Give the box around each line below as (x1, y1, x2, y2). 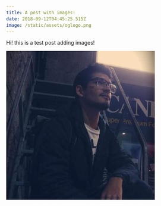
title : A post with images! (6, 10, 76, 15)
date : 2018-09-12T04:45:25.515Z (6, 15, 86, 22)
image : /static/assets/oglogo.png (6, 22, 92, 28)
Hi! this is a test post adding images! (6, 39, 95, 46)
